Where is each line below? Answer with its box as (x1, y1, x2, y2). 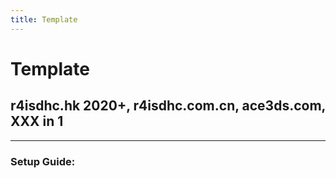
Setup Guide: (10, 154, 76, 168)
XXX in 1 (10, 113, 64, 130)
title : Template (10, 14, 78, 25)
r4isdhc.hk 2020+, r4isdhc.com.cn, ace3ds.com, (10, 97, 326, 115)
